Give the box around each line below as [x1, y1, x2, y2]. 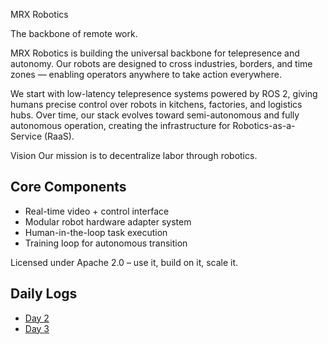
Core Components [10, 179, 127, 196]
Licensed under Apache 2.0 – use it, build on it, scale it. [10, 256, 239, 268]
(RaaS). [43, 130, 75, 142]
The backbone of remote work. [10, 28, 138, 39]
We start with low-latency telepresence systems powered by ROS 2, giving [10, 88, 318, 99]
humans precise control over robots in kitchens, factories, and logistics [10, 99, 303, 110]
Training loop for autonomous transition [24, 237, 188, 249]
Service [10, 130, 43, 142]
